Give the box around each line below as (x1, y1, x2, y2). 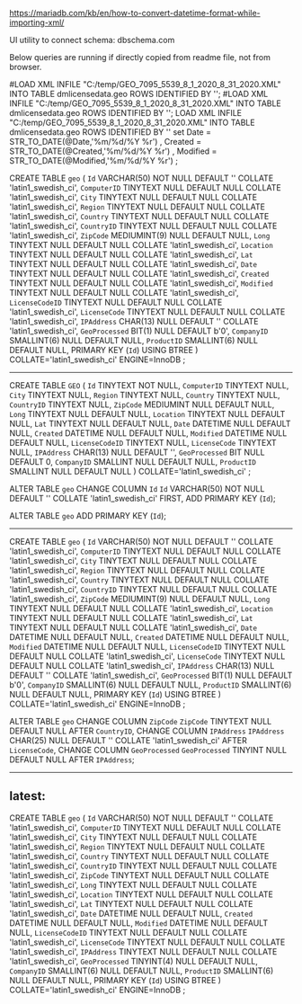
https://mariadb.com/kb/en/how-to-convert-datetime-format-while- (9, 8, 261, 18)
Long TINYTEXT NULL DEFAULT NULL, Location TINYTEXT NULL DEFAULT (9, 409, 286, 419)
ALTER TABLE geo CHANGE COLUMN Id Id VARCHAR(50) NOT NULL (9, 484, 265, 493)
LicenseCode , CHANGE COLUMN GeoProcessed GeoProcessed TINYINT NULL (9, 745, 288, 755)
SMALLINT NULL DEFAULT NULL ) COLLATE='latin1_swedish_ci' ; (9, 466, 252, 476)
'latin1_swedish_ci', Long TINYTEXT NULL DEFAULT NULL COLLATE (9, 879, 258, 890)
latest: (9, 788, 47, 804)
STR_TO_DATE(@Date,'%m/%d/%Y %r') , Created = (9, 137, 202, 147)
